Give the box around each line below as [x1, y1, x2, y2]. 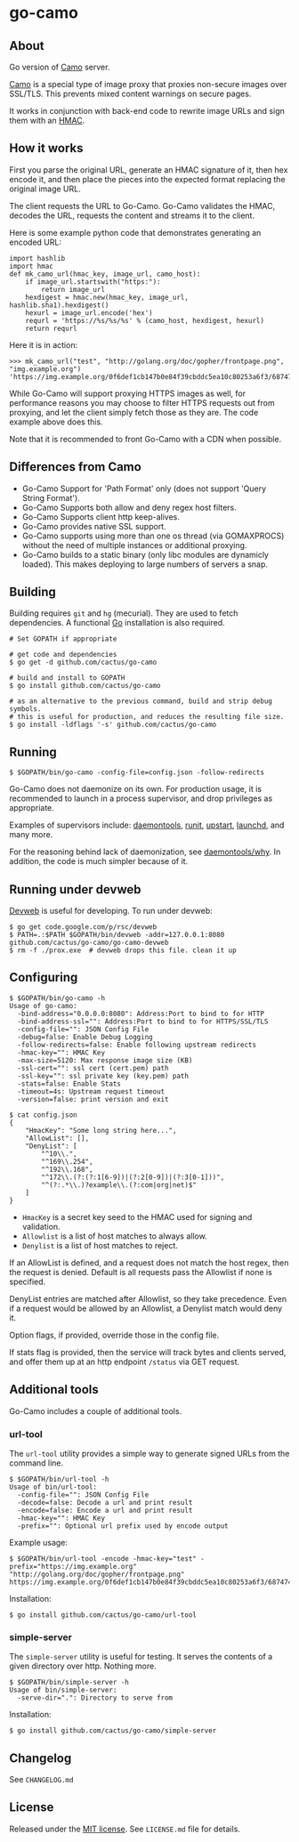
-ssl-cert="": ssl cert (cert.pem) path [17, 1063, 169, 1072]
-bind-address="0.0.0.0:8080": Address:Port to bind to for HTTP [17, 1009, 265, 1018]
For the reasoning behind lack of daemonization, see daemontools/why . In [9, 846, 281, 857]
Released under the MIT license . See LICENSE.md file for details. [9, 1823, 240, 1834]
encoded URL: [9, 237, 62, 247]
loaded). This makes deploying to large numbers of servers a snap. [21, 559, 269, 570]
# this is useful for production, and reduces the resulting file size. [9, 713, 285, 722]
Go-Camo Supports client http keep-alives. [21, 511, 181, 522]
